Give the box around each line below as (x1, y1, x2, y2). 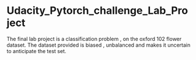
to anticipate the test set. (6, 47, 66, 54)
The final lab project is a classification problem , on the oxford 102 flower (6, 35, 182, 42)
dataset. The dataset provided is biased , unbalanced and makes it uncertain (6, 42, 191, 48)
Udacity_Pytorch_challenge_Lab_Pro (6, 4, 188, 17)
